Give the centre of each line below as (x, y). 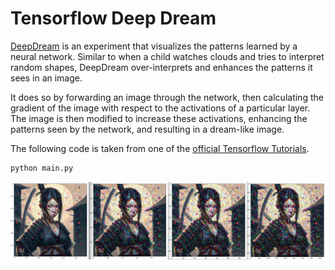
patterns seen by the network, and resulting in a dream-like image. (147, 129)
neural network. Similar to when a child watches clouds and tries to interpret (167, 56)
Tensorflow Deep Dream (113, 18)
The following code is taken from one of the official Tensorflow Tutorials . (160, 148)
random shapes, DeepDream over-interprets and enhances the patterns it (161, 67)
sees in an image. (46, 78)
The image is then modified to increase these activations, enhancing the (159, 118)
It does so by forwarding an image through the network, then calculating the (167, 97)
